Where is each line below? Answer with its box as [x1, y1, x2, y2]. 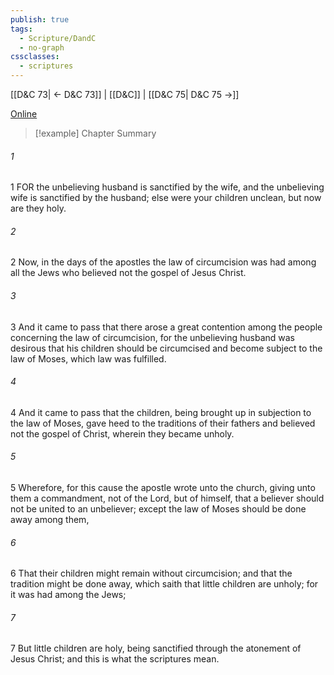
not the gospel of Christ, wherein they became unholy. [10, 427, 235, 440]
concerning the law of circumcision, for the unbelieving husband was [10, 331, 296, 343]
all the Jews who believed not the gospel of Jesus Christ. [10, 267, 247, 279]
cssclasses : [10, 52, 60, 62]
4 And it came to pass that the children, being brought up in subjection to [10, 406, 312, 418]
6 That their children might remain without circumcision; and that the [10, 567, 293, 580]
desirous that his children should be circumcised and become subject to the [10, 342, 323, 354]
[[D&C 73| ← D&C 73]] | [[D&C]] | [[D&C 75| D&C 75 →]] [10, 89, 240, 100]
